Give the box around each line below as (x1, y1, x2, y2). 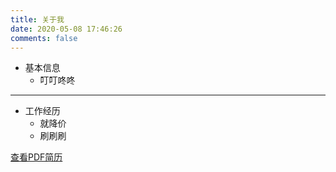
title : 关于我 (10, 14, 65, 25)
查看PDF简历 (10, 151, 63, 163)
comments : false (10, 33, 78, 43)
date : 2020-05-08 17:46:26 (10, 24, 123, 34)
